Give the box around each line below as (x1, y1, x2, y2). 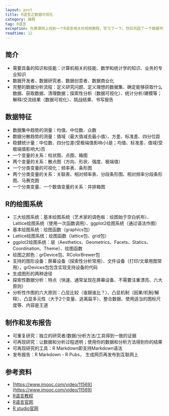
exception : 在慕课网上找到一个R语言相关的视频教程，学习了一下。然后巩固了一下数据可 (5, 26, 163, 31)
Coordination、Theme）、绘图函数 (12, 245, 83, 252)
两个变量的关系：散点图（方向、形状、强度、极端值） (12, 158, 123, 164)
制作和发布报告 (5, 318, 52, 327)
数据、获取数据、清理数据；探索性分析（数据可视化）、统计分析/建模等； (12, 90, 162, 96)
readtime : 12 (5, 31, 33, 36)
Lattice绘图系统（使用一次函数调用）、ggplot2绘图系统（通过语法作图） (12, 220, 159, 227)
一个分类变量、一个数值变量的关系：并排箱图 (12, 183, 106, 189)
